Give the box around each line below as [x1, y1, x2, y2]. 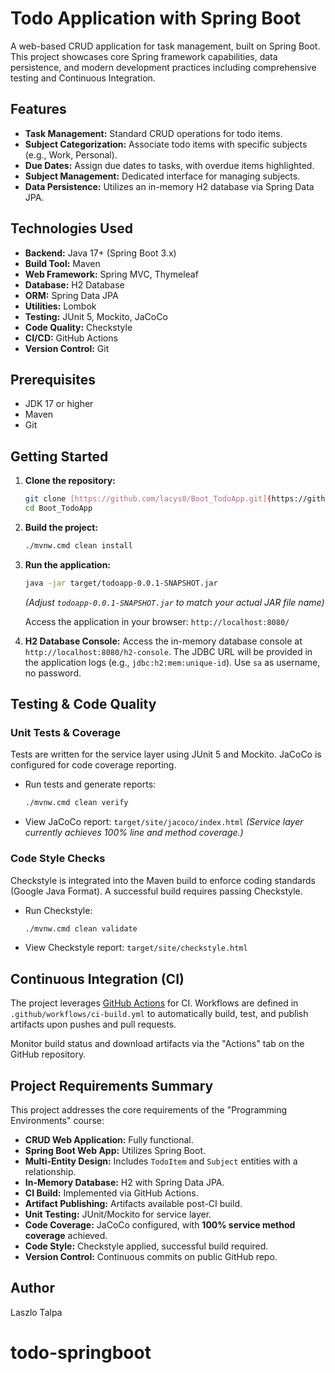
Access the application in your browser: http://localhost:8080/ [24, 615, 290, 627]
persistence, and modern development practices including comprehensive [10, 61, 317, 73]
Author [10, 1280, 55, 1297]
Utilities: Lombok [24, 300, 97, 312]
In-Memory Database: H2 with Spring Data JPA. [24, 1177, 225, 1189]
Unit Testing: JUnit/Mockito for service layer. [24, 1208, 212, 1221]
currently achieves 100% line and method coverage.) [24, 827, 244, 839]
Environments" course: [10, 1115, 105, 1127]
